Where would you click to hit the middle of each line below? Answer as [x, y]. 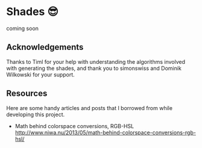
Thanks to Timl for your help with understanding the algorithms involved [96, 61]
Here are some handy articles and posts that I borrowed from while [90, 108]
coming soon [23, 28]
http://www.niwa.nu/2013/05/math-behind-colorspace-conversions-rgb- [105, 132]
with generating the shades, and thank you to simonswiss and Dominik [94, 68]
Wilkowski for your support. [41, 75]
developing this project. [36, 114]
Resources [27, 94]
